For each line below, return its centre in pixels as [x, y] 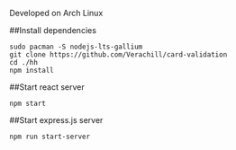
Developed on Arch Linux [56, 13]
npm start [28, 103]
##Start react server [47, 87]
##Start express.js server [56, 120]
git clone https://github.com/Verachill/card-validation [118, 55]
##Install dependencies [53, 30]
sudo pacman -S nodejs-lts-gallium [76, 47]
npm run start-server [50, 137]
